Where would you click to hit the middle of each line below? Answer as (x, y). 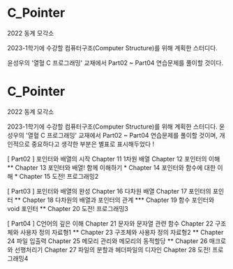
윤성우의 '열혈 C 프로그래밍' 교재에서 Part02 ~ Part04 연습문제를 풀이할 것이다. (115, 63)
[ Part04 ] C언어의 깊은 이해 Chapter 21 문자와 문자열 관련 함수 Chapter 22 (111, 223)
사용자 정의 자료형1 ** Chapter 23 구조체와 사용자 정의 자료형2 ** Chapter (122, 232)
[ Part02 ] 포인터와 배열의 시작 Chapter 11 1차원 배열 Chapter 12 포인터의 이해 (114, 159)
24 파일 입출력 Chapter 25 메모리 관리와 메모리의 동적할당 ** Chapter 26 (107, 241)
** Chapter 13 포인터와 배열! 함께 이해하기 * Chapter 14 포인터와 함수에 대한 (112, 167)
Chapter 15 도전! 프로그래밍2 (59, 176)
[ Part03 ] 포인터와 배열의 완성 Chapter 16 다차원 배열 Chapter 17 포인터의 (109, 191)
